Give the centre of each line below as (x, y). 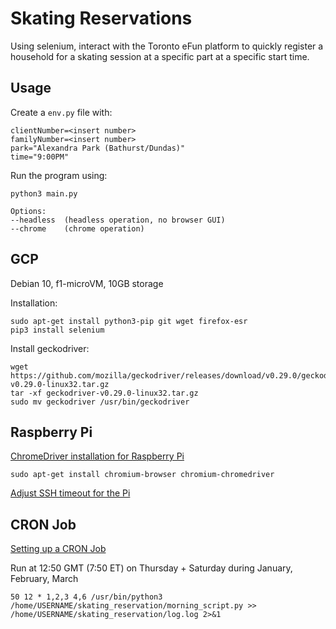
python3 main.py (44, 193)
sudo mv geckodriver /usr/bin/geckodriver (100, 402)
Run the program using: (59, 175)
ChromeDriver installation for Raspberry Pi (97, 456)
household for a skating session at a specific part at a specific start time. (160, 56)
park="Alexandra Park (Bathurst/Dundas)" (98, 148)
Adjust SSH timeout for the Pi (70, 493)
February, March (44, 579)
